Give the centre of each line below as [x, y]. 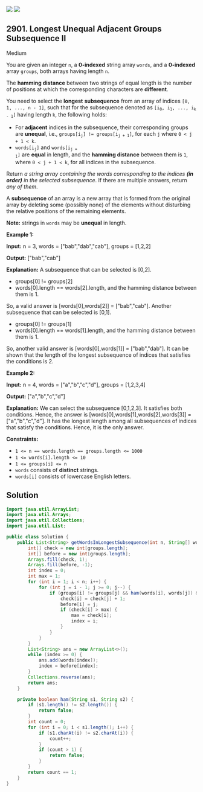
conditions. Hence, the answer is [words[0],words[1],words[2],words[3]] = [99, 414]
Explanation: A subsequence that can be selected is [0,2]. [79, 269]
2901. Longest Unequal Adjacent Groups [84, 29]
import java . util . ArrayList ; [43, 509]
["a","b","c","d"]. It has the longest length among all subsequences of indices [101, 421]
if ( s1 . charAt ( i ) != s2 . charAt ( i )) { [86, 733]
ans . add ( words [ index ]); [68, 660]
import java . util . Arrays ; [39, 515]
